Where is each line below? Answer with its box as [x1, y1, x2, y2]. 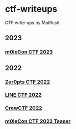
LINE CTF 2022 [5, 92, 42, 99]
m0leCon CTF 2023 [5, 49, 53, 55]
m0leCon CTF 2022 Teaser [5, 118, 71, 125]
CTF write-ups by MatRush [5, 20, 60, 26]
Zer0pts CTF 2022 [5, 78, 50, 85]
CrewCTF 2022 [5, 104, 43, 111]
